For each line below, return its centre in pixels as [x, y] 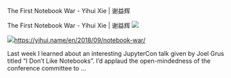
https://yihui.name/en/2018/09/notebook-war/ [80, 40]
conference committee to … [47, 68]
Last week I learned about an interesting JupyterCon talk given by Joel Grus [116, 53]
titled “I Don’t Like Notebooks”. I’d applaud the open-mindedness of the [109, 61]
